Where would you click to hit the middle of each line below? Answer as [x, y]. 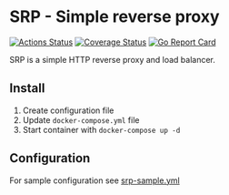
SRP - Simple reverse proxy [114, 17]
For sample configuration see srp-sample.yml [95, 180]
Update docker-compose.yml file [81, 119]
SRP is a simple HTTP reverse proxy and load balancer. [113, 59]
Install [27, 88]
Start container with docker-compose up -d [101, 129]
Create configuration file [68, 110]
